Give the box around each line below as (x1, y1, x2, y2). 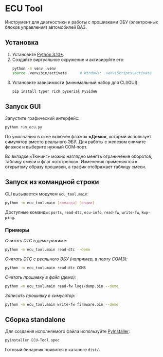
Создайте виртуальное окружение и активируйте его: (12, 57, 125, 63)
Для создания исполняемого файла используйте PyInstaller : (5, 328, 130, 335)
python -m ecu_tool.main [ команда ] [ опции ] (5, 200, 95, 205)
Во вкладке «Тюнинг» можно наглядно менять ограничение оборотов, (5, 153, 152, 159)
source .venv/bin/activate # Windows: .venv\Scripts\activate (12, 70, 152, 76)
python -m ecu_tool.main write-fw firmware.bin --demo (5, 302, 119, 307)
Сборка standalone (5, 315, 66, 324)
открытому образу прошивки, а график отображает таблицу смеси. (5, 164, 146, 170)
